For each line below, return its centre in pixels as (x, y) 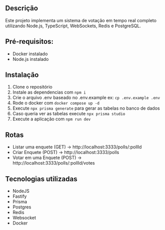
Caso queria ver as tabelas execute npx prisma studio (69, 114)
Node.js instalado (31, 59)
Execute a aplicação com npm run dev (52, 119)
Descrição (22, 8)
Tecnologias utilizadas (41, 179)
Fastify (19, 196)
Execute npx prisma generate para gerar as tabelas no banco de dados (86, 108)
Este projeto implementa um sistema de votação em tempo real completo (81, 20)
